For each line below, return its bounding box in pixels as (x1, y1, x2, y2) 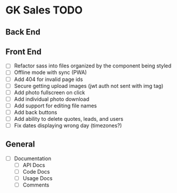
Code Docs (22, 168, 50, 175)
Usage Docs (22, 175, 53, 182)
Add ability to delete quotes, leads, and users (13, 115, 124, 122)
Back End (5, 27, 40, 37)
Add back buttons (13, 109, 57, 116)
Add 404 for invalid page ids (13, 76, 83, 83)
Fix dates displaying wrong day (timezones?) (13, 121, 122, 129)
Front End (5, 46, 42, 56)
